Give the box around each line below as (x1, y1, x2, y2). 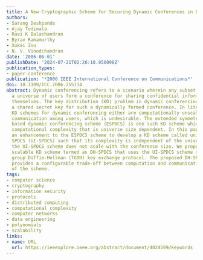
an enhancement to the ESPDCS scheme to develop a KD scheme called (11, 132, 188, 139)
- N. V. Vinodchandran (6, 48, 63, 54)
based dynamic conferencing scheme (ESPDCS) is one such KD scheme (11, 121, 185, 127)
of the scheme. (11, 166, 50, 172)
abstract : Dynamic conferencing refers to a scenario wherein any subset (6, 87, 196, 94)
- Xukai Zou (6, 43, 36, 49)
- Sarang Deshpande (6, 20, 56, 26)
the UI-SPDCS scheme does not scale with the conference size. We (11, 143, 182, 150)
